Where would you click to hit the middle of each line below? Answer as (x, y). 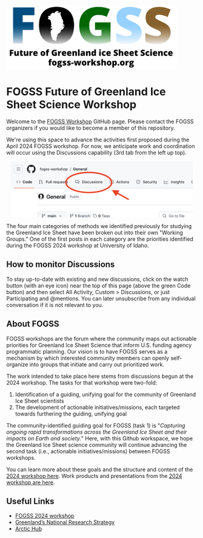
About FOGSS (33, 324)
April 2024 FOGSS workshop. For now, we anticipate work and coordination (101, 146)
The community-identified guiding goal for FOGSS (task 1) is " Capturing (96, 425)
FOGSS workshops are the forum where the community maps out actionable (101, 338)
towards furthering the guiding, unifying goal (71, 414)
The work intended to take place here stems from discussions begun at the (100, 376)
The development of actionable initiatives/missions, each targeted (97, 407)
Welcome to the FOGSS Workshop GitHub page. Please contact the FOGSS (100, 121)
